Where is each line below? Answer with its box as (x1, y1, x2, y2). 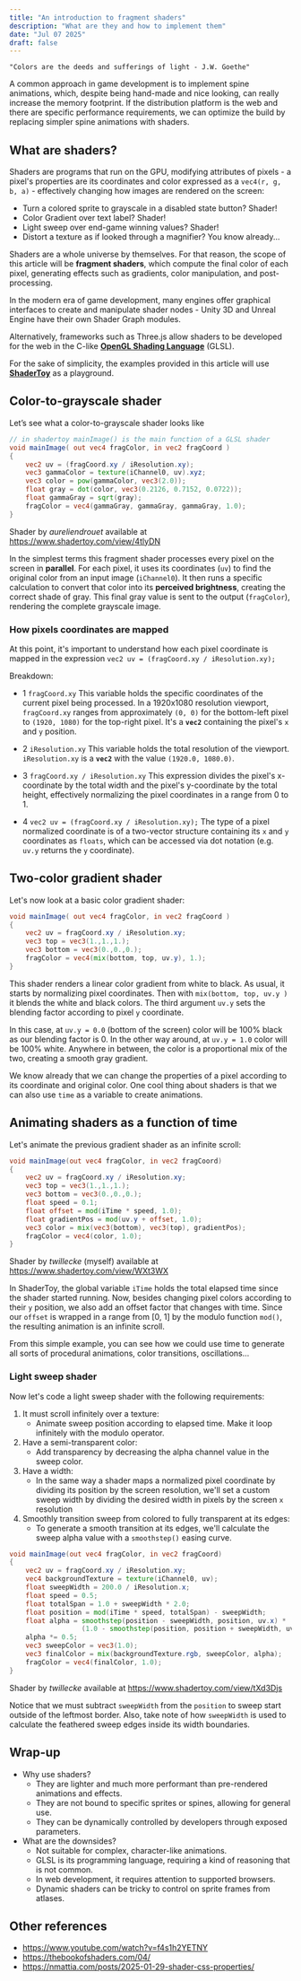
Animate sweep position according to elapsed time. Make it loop (35, 1418, 273, 1428)
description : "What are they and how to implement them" (9, 22, 227, 31)
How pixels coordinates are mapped (9, 623, 169, 635)
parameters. (35, 1826, 82, 1837)
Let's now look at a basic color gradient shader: (9, 895, 185, 905)
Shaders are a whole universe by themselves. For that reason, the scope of (9, 249, 287, 260)
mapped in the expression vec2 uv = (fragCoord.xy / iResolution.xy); (9, 652, 276, 664)
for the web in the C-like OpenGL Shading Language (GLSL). (9, 341, 235, 352)
